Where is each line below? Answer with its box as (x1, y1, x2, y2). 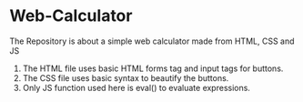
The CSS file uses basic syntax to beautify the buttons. (22, 72, 229, 83)
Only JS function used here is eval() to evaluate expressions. (22, 82, 250, 93)
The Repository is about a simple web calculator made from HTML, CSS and (9, 36, 295, 46)
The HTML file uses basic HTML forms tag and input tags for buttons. (22, 63, 284, 74)
